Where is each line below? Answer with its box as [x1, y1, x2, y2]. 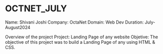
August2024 [5, 24, 31, 30]
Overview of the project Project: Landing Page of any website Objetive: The [5, 34, 159, 40]
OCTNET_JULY [5, 3, 67, 14]
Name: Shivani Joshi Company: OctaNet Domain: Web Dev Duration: [5, 19, 144, 25]
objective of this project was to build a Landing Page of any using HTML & [5, 39, 156, 45]
